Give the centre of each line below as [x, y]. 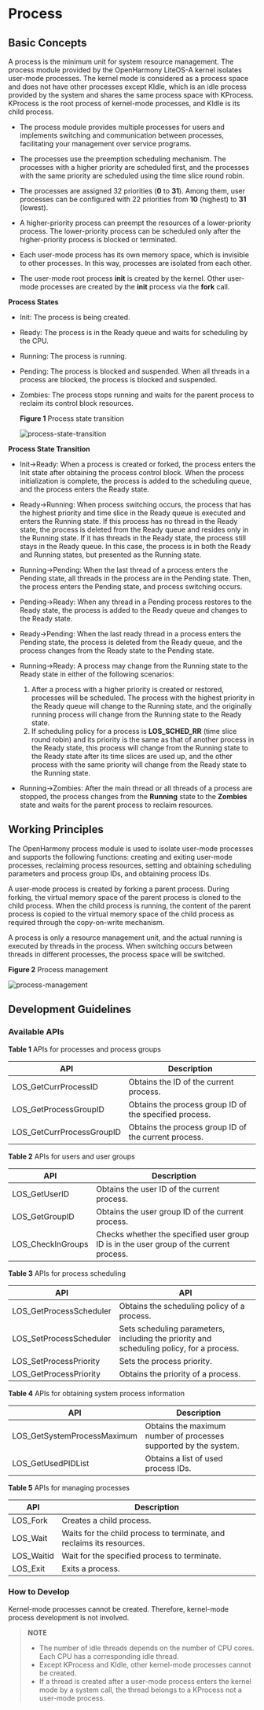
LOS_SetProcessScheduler [62, 1338]
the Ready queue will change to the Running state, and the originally [141, 706]
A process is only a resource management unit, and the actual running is [125, 938]
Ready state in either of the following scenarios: [97, 674]
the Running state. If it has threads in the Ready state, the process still [132, 538]
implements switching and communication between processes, [122, 135]
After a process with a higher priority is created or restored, [127, 689]
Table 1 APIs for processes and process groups [84, 1049]
